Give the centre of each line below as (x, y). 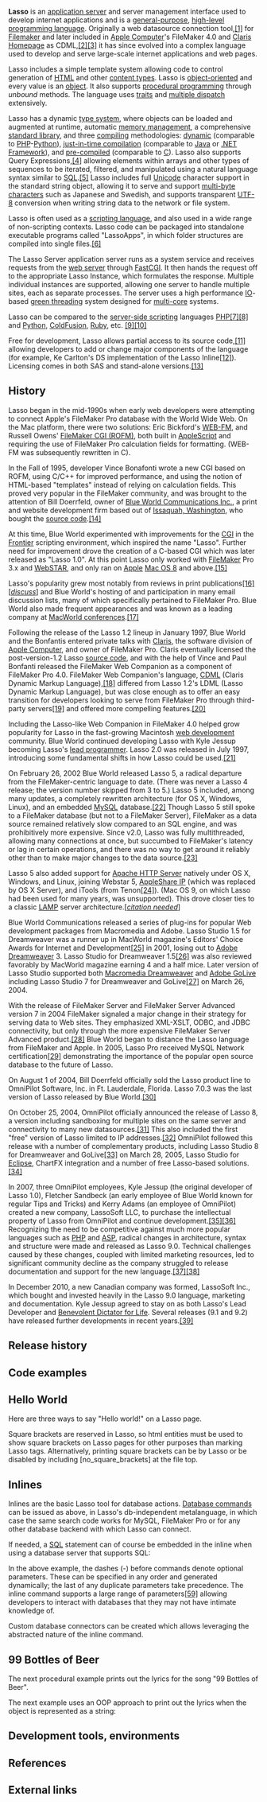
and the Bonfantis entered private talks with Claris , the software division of (130, 640)
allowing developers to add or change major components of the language (128, 349)
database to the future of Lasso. (61, 1064)
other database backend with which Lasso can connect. (100, 1529)
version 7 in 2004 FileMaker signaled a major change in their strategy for (127, 1014)
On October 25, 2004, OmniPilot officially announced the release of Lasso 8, (133, 1112)
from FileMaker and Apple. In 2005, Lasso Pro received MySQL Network (126, 1047)
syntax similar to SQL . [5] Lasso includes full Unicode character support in (129, 177)
